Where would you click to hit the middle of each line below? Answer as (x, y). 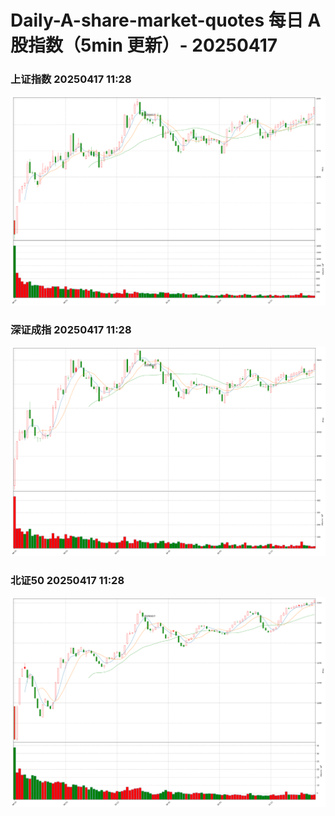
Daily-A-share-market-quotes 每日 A (166, 20)
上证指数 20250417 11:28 (71, 79)
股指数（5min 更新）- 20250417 (144, 45)
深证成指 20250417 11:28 (71, 329)
